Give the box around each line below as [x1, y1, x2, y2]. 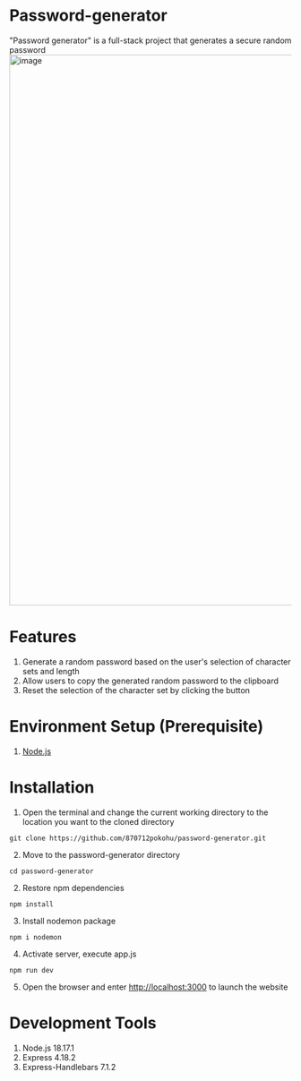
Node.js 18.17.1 [21, 1042, 74, 1053]
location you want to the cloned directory [21, 816, 175, 827]
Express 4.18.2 [21, 1051, 76, 1062]
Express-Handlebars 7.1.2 [21, 1061, 116, 1072]
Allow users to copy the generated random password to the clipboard [21, 675, 279, 686]
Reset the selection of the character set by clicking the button [21, 684, 251, 695]
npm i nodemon [9, 932, 63, 941]
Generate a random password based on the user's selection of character [21, 656, 291, 667]
